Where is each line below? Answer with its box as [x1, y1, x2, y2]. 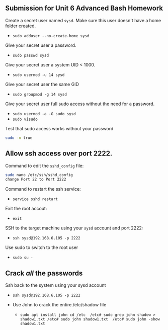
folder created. [5, 23, 36, 29]
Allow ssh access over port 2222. [5, 149, 113, 158]
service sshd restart [12, 197, 58, 202]
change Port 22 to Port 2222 [5, 177, 66, 182]
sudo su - [12, 255, 34, 261]
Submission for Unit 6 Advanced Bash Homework [5, 4, 163, 13]
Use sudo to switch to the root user [5, 244, 78, 251]
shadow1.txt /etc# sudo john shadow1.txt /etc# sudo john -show [20, 317, 160, 322]
